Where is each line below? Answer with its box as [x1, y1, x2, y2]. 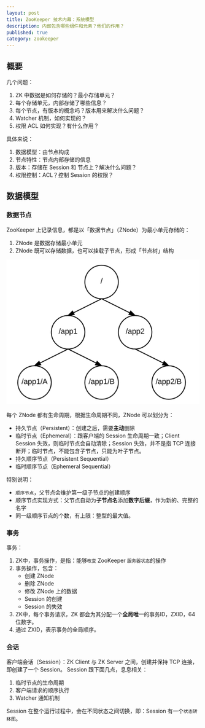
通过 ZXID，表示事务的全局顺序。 [15, 626, 99, 633]
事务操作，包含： [15, 565, 59, 572]
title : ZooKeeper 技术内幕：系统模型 [6, 16, 95, 23]
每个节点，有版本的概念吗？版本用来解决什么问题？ [15, 106, 145, 114]
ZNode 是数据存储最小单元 [15, 239, 83, 246]
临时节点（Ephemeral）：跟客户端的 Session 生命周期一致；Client [15, 432, 180, 439]
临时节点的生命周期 [15, 679, 64, 686]
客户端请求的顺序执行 [15, 686, 69, 694]
